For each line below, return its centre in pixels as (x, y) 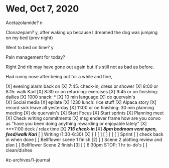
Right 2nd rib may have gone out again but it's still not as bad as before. (80, 67)
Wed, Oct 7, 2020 (42, 9)
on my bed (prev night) (29, 38)
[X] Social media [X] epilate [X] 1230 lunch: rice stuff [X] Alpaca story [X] (81, 102)
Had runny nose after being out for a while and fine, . (60, 76)
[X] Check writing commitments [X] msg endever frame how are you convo (83, 118)
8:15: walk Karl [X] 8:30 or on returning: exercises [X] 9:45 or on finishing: (82, 91)
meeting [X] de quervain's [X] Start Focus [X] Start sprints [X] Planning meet (85, 113)
